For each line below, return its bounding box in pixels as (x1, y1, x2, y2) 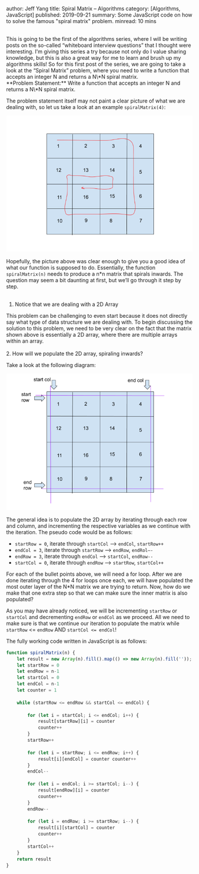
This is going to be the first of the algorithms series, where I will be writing (6, 36, 187, 42)
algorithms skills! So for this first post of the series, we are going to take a (6, 60, 186, 68)
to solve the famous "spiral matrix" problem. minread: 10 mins (6, 18, 157, 24)
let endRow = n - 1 (17, 668, 60, 675)
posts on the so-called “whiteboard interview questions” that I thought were (6, 42, 191, 49)
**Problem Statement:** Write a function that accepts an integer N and (6, 79, 181, 87)
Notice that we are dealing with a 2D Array (14, 301, 118, 308)
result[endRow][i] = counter (37, 787, 110, 793)
